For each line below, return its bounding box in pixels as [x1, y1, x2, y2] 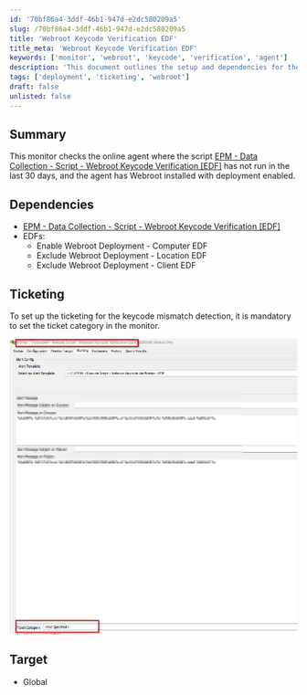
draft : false [9, 82, 59, 91]
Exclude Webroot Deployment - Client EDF [36, 260, 196, 271]
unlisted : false [9, 91, 71, 100]
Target [9, 652, 48, 668]
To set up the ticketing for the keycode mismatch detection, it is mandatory [9, 311, 292, 321]
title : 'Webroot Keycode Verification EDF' [9, 34, 178, 43]
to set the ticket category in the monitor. [9, 321, 160, 332]
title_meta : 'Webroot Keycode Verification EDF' [9, 44, 198, 53]
